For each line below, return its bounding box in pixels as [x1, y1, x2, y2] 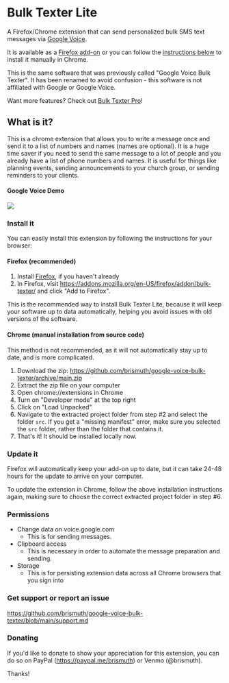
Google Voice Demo [7, 187, 65, 195]
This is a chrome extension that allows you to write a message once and [7, 134, 211, 143]
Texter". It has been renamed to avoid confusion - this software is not [7, 75, 202, 84]
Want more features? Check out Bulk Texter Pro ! [7, 96, 143, 104]
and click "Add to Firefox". [37, 287, 111, 296]
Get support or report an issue [7, 593, 109, 603]
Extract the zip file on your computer [16, 381, 121, 389]
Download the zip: [16, 366, 68, 374]
